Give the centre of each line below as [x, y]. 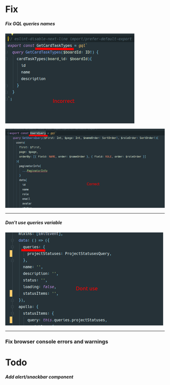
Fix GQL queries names [30, 23]
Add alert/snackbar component [39, 377]
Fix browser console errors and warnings [57, 341]
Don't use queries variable [34, 222]
